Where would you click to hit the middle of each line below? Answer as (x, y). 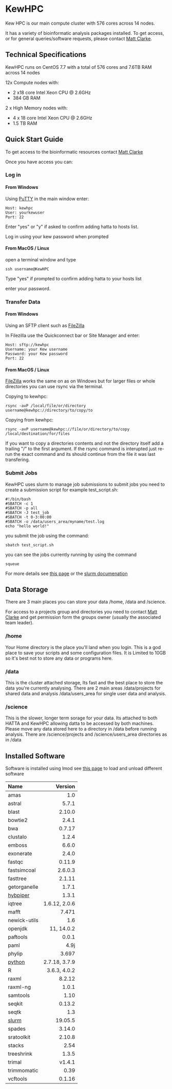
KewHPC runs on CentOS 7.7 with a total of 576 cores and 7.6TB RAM (79, 67)
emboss (17, 845)
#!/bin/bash (18, 499)
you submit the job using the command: (47, 536)
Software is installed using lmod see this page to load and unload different (84, 769)
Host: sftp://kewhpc (27, 345)
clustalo (17, 837)
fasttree (17, 878)
